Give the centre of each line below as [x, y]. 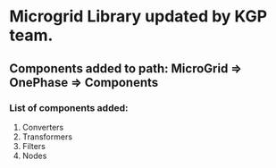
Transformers [47, 137]
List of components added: [69, 107]
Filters [34, 146]
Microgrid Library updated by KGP [138, 17]
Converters [43, 127]
